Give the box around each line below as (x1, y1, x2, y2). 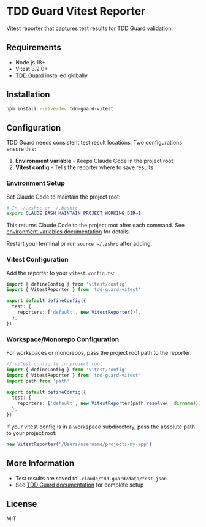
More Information (6, 458, 75, 469)
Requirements (6, 42, 61, 53)
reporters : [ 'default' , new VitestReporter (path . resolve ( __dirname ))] (17, 400, 202, 407)
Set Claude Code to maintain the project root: (6, 193, 121, 200)
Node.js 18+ (15, 58, 46, 66)
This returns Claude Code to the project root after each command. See (6, 222, 185, 229)
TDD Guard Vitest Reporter (6, 4, 146, 18)
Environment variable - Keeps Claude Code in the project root (15, 157, 174, 165)
